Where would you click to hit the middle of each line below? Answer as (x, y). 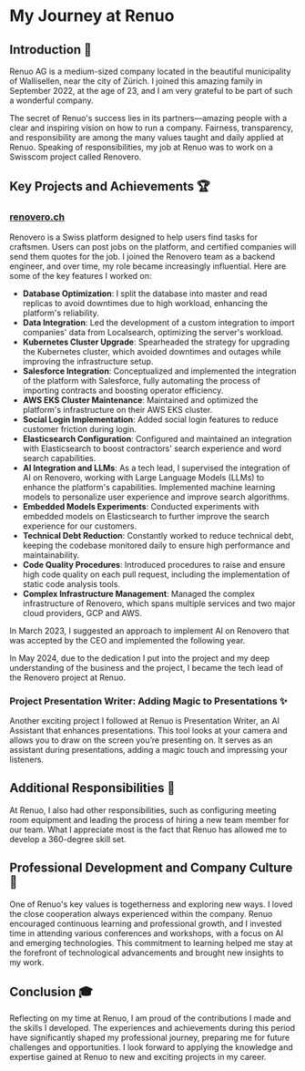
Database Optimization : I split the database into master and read (145, 293)
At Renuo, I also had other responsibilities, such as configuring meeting (143, 810)
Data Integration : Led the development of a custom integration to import (158, 322)
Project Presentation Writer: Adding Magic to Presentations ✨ (148, 701)
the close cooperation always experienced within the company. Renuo (141, 913)
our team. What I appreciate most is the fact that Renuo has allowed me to (148, 829)
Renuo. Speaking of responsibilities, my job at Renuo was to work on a (141, 147)
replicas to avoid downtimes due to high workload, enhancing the (145, 303)
